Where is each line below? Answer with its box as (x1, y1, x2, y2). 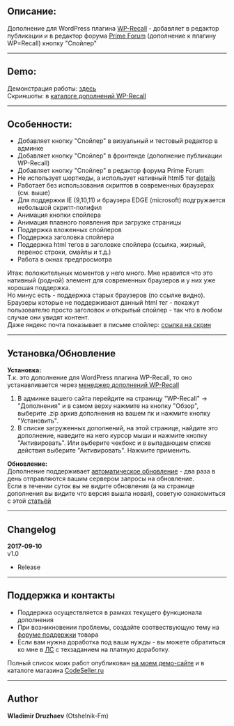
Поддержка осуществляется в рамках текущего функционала (17, 608, 203, 617)
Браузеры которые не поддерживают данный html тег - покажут (7, 298, 200, 307)
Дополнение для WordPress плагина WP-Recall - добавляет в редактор (7, 24, 219, 32)
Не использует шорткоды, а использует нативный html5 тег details (17, 174, 216, 182)
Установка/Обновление (7, 347, 116, 359)
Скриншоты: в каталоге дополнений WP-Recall (7, 91, 146, 100)
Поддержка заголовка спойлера (17, 233, 115, 241)
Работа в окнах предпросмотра (17, 255, 113, 264)
